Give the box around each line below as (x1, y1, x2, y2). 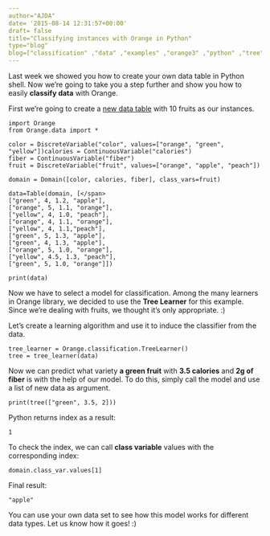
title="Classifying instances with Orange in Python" (8, 34, 193, 43)
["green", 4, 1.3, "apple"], (8, 239, 106, 247)
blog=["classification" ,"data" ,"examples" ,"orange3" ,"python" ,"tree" (8, 49, 264, 57)
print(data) (8, 274, 48, 282)
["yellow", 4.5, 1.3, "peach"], (8, 253, 117, 261)
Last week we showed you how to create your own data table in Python (8, 72, 245, 80)
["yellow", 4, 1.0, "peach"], (8, 211, 110, 219)
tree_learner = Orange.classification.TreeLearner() (8, 345, 189, 353)
